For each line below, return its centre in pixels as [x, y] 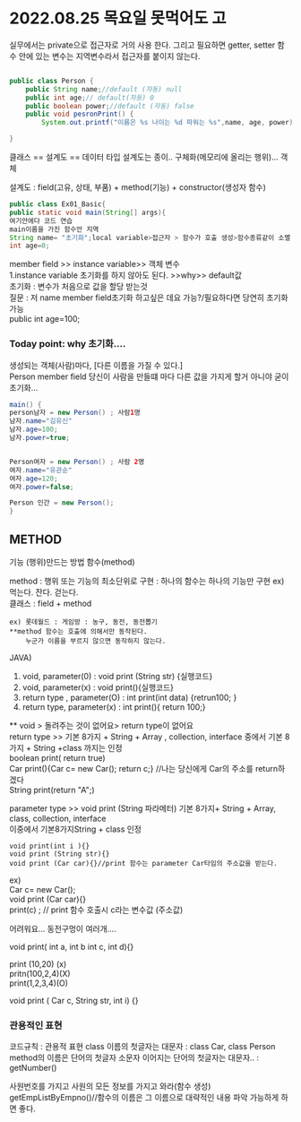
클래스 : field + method [51, 604]
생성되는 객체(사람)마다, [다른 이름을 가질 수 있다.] [96, 365]
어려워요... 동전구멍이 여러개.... [63, 929]
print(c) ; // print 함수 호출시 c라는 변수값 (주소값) [96, 910]
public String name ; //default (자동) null [104, 89]
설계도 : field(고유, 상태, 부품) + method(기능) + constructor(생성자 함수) [138, 187]
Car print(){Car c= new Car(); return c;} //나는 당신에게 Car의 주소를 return [144, 769]
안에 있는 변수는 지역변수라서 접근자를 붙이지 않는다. [109, 56]
